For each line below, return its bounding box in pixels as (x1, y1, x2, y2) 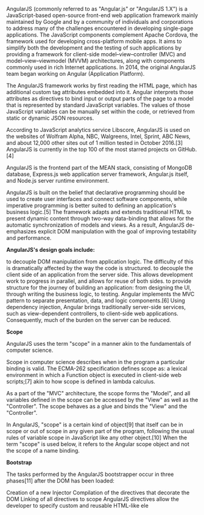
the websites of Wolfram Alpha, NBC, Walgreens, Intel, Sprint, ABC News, (6, 133, 191, 140)
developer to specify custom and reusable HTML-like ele (6, 502, 149, 509)
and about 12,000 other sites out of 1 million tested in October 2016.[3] (6, 139, 183, 146)
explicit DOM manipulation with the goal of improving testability (37, 228, 197, 235)
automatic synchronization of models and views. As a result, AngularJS (6, 221, 185, 228)
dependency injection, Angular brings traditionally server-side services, (6, 304, 186, 310)
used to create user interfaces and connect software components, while (6, 195, 188, 202)
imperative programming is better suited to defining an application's (6, 202, 177, 209)
